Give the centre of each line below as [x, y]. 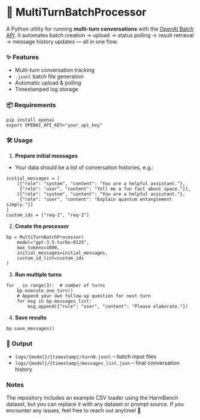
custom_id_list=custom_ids [50, 258]
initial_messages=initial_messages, [63, 253]
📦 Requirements [31, 105]
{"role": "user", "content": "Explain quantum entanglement [96, 199]
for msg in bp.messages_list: [55, 301]
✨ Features [23, 57]
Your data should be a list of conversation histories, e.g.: [84, 167]
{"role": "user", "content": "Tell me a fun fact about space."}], [105, 189]
